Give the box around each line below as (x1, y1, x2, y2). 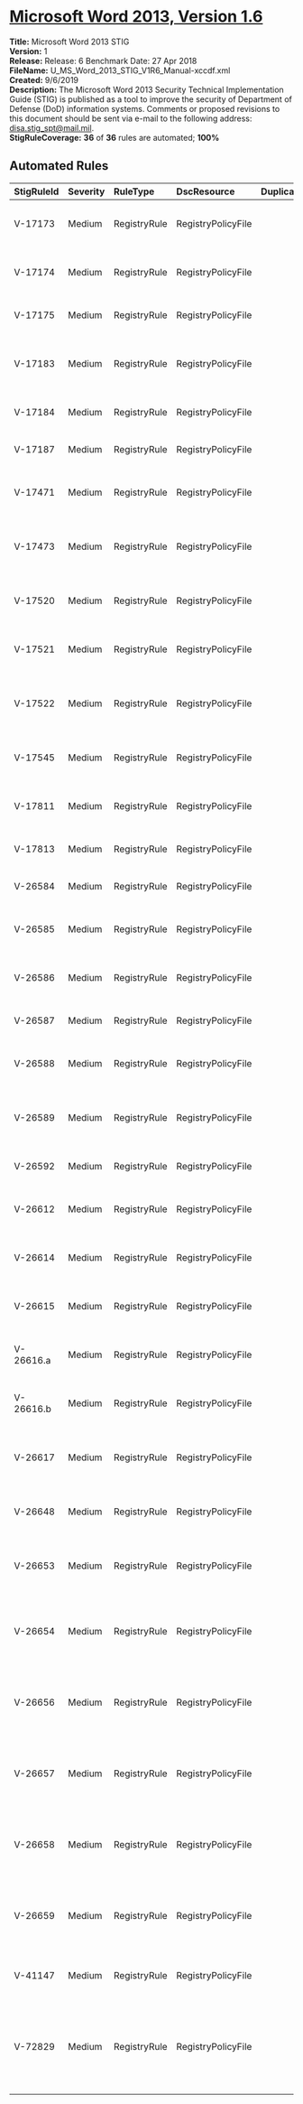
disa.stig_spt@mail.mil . (9, 122, 95, 133)
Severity (67, 185, 106, 198)
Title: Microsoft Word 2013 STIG (9, 36, 130, 47)
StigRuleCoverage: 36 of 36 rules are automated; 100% (9, 132, 220, 143)
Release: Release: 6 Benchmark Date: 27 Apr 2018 (9, 55, 197, 66)
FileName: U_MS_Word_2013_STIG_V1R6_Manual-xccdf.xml (9, 65, 231, 76)
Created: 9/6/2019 (9, 74, 79, 85)
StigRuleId (14, 185, 60, 198)
